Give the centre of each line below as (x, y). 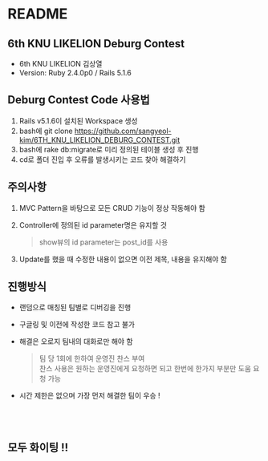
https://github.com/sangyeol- (123, 131)
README (38, 14)
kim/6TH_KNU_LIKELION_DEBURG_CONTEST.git (99, 140)
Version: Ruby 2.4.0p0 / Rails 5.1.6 (75, 73)
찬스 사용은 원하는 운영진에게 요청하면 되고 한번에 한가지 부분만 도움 (145, 369)
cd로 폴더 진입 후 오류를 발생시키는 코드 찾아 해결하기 (102, 159)
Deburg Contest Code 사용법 (79, 100)
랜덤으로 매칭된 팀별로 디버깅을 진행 (75, 307)
